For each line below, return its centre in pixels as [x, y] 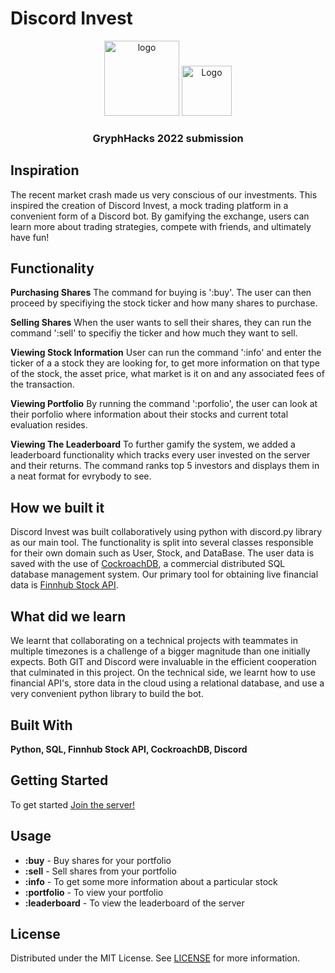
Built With [41, 725]
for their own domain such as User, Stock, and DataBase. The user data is [162, 553]
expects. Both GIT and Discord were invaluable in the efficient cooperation [163, 662]
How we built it [57, 507]
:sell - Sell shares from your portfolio [100, 871]
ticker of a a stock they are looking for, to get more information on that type [165, 363]
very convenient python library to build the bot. [107, 694]
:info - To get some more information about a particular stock [151, 881]
